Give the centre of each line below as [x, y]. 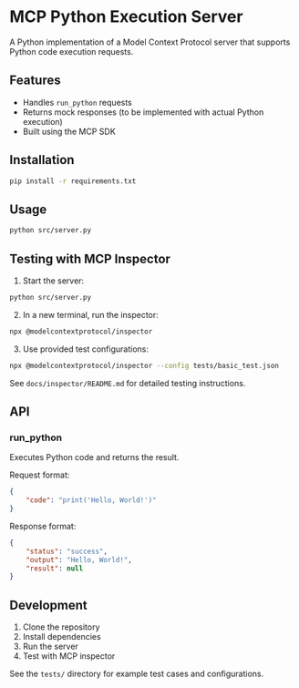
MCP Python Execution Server [126, 17]
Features [35, 81]
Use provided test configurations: [85, 349]
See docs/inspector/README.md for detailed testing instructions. [128, 383]
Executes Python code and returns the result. [94, 457]
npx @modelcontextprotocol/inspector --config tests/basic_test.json [144, 365]
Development [49, 605]
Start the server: [53, 281]
